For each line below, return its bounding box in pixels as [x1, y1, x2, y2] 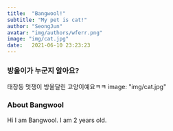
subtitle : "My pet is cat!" [7, 16, 88, 23]
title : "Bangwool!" [7, 10, 67, 17]
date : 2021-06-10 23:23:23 [7, 42, 91, 49]
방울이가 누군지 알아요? [7, 66, 80, 75]
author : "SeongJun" [7, 23, 63, 29]
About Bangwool [7, 100, 64, 110]
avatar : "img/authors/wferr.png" [7, 29, 103, 36]
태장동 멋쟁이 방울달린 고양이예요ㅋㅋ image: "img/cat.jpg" [7, 83, 167, 91]
